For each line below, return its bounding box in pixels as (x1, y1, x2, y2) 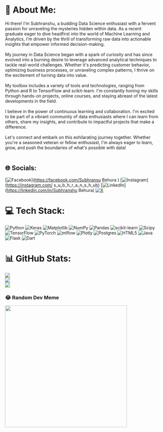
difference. (5, 124, 27, 130)
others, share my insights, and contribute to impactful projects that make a (5, 119, 154, 125)
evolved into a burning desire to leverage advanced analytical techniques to (5, 56, 157, 62)
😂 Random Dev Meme (5, 294, 59, 301)
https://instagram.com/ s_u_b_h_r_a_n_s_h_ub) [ (6, 182, 103, 188)
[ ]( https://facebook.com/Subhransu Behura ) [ (5, 177, 122, 183)
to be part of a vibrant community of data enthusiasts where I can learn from (5, 113, 159, 119)
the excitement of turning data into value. (5, 72, 88, 78)
